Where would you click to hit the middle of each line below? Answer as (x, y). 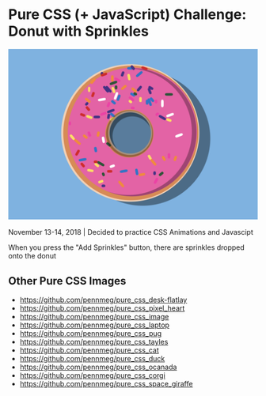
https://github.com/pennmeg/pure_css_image (94, 317)
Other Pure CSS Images (67, 281)
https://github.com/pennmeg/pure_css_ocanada (98, 367)
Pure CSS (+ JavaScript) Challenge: (127, 15)
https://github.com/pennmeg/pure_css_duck (92, 359)
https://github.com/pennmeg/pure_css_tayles (94, 342)
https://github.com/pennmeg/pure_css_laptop (95, 325)
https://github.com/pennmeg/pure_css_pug (91, 334)
